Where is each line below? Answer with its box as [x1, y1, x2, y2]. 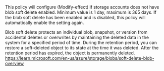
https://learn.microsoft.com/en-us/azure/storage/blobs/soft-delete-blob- [5, 55, 155, 61]
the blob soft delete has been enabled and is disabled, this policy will [5, 15, 146, 20]
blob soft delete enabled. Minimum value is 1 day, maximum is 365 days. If [5, 9, 157, 15]
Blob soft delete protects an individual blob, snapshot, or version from [5, 29, 148, 35]
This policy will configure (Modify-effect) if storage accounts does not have [5, 4, 160, 10]
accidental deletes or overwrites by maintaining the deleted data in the [5, 34, 149, 40]
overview [5, 61, 24, 66]
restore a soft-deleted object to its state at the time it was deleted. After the [5, 45, 159, 50]
